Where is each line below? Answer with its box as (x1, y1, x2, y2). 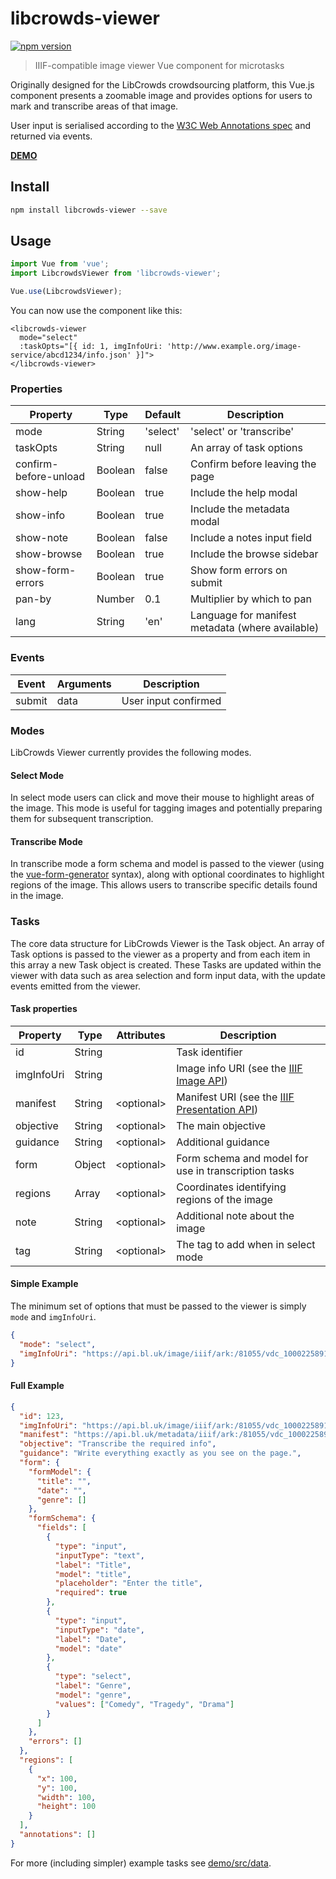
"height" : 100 (36, 1802, 97, 1812)
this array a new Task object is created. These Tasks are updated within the (10, 958, 322, 971)
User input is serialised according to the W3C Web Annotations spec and (10, 119, 311, 131)
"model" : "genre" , (54, 1690, 132, 1700)
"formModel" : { (28, 1467, 92, 1477)
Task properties (10, 1003, 78, 1015)
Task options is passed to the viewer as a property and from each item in (10, 948, 311, 960)
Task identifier (176, 1045, 243, 1059)
